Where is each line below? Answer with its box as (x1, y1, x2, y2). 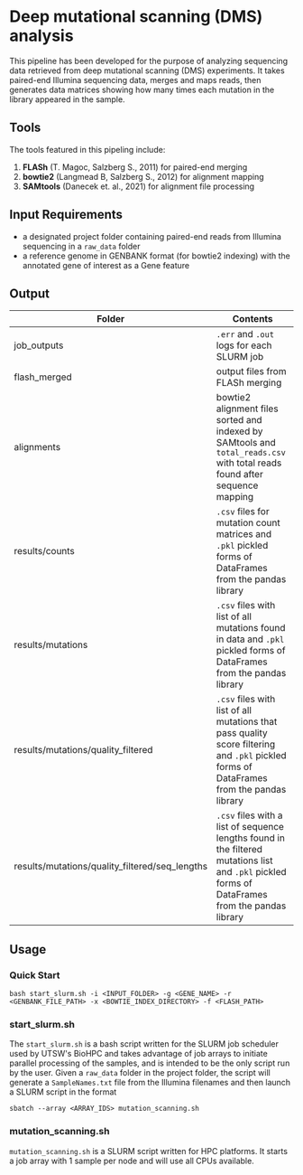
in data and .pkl (216, 633, 285, 645)
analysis (9, 25, 74, 46)
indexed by (216, 425, 263, 437)
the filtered (216, 843, 263, 856)
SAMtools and (216, 437, 277, 449)
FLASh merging (216, 377, 282, 390)
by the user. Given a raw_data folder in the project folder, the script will (9, 1067, 271, 1078)
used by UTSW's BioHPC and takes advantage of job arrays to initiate (9, 1048, 268, 1059)
